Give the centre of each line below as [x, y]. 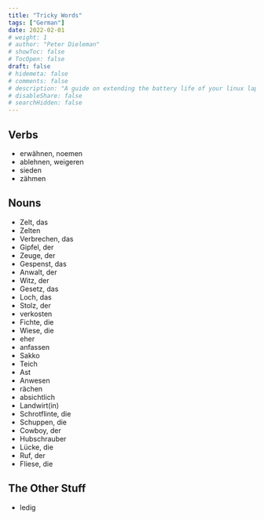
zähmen [33, 178]
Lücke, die [36, 447]
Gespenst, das [43, 264]
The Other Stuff [47, 488]
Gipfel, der [37, 247]
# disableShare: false [45, 96]
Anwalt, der [38, 272]
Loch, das [36, 297]
